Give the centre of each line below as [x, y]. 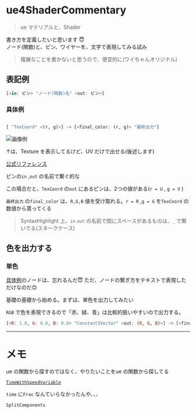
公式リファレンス [27, 164]
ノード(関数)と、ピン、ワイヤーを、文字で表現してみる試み [76, 47]
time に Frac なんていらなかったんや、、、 [54, 394]
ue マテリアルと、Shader [50, 27]
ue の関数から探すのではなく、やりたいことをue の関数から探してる [87, 371]
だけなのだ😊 [22, 288]
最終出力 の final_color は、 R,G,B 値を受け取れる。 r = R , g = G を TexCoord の [97, 201]
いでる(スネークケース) [48, 228]
